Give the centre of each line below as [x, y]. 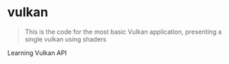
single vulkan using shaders [65, 39]
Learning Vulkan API [37, 53]
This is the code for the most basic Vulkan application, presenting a [123, 32]
